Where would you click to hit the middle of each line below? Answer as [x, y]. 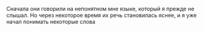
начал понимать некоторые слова [51, 22]
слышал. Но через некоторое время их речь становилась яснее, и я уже [102, 15]
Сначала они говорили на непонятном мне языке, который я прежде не [100, 9]
